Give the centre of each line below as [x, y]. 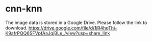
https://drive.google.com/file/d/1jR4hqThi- [73, 27]
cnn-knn [24, 9]
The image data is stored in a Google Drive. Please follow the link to [76, 22]
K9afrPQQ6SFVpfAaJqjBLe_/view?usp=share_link [58, 33]
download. [16, 27]
